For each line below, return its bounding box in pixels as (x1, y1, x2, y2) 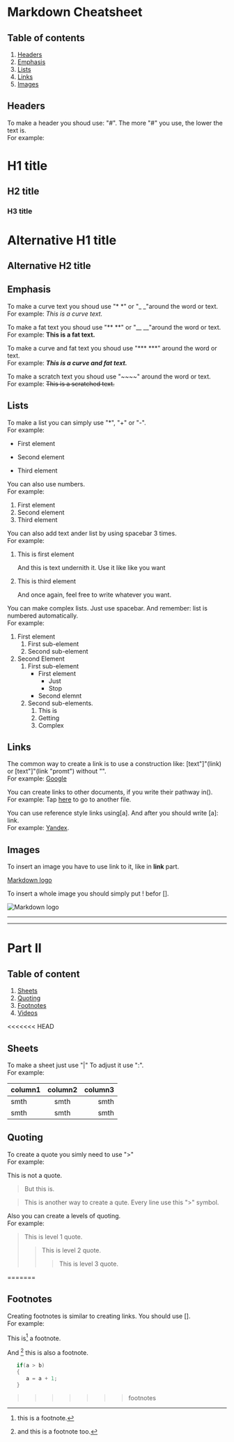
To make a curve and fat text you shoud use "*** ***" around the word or (7, 344, 217, 352)
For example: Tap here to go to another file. (7, 795, 132, 804)
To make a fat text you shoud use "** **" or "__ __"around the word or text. (7, 323, 221, 331)
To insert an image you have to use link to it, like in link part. (7, 862, 180, 871)
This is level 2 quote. (41, 1245, 102, 1255)
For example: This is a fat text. (7, 330, 95, 339)
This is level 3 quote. (58, 1259, 118, 1268)
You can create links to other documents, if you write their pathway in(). (7, 788, 213, 797)
